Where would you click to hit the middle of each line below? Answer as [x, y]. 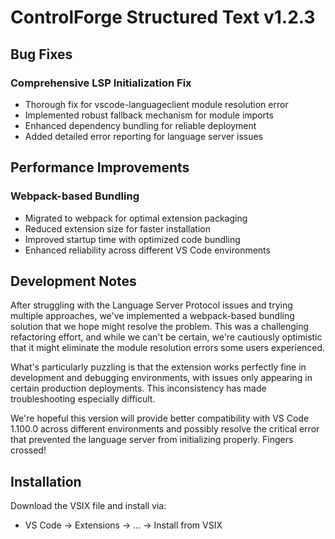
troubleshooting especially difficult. [83, 399]
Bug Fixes [41, 54]
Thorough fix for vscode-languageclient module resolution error [156, 104]
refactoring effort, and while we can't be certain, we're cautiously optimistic [166, 337]
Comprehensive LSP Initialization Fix [101, 83]
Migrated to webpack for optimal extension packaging [136, 218]
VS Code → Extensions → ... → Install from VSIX [123, 525]
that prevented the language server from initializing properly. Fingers [152, 440]
